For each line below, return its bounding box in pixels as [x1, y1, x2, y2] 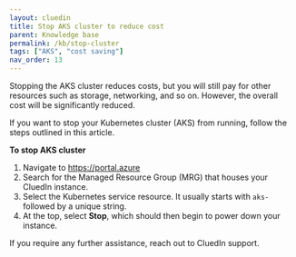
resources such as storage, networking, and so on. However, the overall [9, 90, 279, 101]
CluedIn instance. [22, 182, 89, 192]
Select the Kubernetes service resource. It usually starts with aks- [22, 192, 270, 202]
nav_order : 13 [9, 55, 64, 64]
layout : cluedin [9, 13, 71, 23]
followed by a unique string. [22, 201, 127, 212]
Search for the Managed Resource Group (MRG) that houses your [22, 172, 269, 183]
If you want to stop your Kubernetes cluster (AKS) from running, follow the [9, 117, 288, 128]
